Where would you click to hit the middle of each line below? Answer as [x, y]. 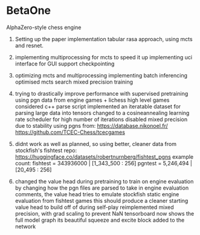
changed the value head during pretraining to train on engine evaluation [104, 181]
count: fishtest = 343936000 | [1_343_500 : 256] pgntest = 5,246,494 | [103, 163]
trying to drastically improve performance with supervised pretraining [102, 93]
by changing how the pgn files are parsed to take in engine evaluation [102, 188]
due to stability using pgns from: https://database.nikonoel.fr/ [91, 125]
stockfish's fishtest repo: [46, 150]
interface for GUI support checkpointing [65, 64]
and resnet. [29, 45]
